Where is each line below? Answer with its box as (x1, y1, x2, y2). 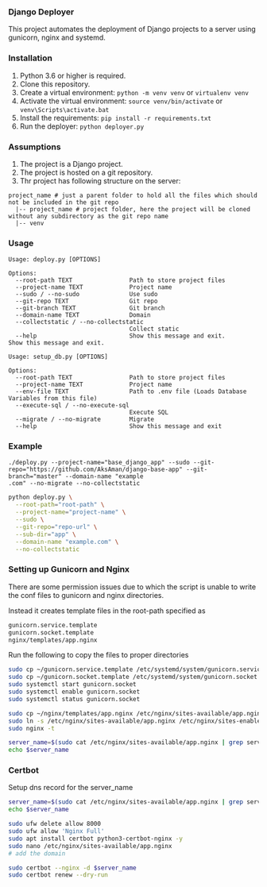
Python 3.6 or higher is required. (19, 71, 126, 80)
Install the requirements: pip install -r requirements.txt (19, 113, 212, 122)
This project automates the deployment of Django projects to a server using (8, 25, 256, 34)
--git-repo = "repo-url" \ (15, 523, 98, 530)
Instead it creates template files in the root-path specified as (8, 606, 206, 615)
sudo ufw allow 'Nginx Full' (8, 827, 105, 835)
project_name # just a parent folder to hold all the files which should (8, 191, 258, 199)
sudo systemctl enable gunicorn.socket (8, 688, 141, 696)
